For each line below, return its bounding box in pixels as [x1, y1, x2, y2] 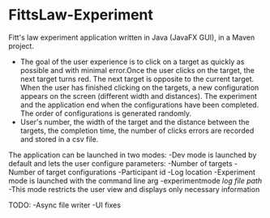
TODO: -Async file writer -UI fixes [8, 200, 122, 210]
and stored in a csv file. [19, 134, 99, 143]
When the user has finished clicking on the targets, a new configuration [19, 83, 259, 92]
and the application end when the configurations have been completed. [19, 100, 259, 109]
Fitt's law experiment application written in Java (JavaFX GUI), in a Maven [8, 32, 255, 42]
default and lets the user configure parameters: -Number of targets [8, 158, 233, 168]
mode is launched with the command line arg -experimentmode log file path [8, 176, 262, 186]
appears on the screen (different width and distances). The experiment [19, 91, 258, 100]
